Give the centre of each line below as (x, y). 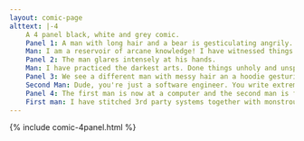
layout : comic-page (46, 18)
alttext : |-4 (34, 26)
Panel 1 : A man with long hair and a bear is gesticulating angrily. (160, 43)
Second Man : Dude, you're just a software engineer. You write (147, 85)
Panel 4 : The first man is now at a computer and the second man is (157, 93)
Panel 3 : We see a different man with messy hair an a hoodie (145, 77)
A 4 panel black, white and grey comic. (103, 34)
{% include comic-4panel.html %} (73, 127)
